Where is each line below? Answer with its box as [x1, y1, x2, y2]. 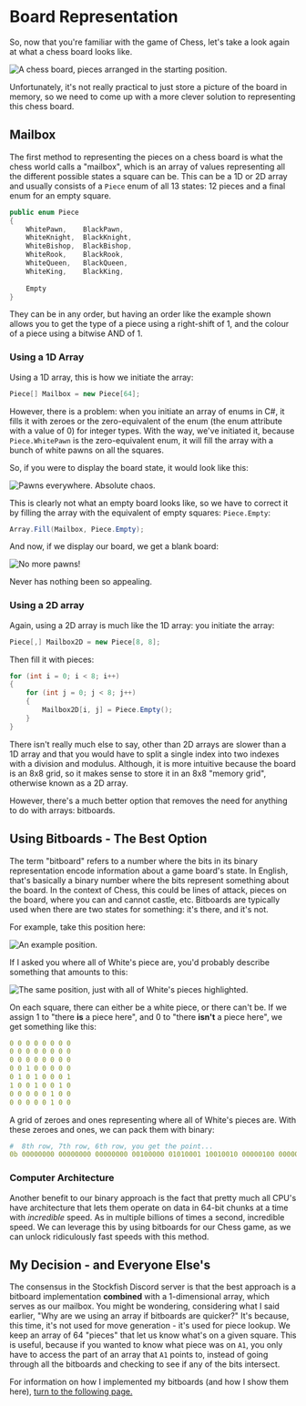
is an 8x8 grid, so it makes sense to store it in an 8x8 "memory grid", [9, 768, 267, 779]
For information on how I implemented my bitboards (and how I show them [9, 1377, 290, 1388]
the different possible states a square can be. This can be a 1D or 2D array [9, 170, 289, 181]
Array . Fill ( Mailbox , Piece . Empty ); [9, 525, 145, 534]
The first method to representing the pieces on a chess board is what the [9, 151, 284, 162]
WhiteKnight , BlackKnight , [25, 233, 132, 242]
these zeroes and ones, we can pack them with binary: [9, 1124, 216, 1135]
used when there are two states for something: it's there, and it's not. [9, 903, 269, 914]
